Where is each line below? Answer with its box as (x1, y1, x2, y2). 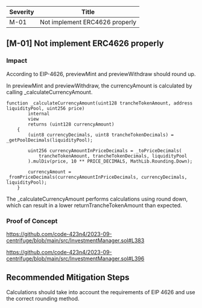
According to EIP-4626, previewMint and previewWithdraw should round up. (6, 70, 196, 77)
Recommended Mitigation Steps (6, 272, 130, 283)
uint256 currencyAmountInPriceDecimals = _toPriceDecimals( (28, 147, 182, 153)
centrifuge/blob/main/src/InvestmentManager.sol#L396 (6, 255, 145, 262)
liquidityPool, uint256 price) (6, 105, 85, 111)
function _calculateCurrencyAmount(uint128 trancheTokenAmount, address (6, 100, 193, 106)
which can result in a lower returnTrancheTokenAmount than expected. (6, 202, 182, 209)
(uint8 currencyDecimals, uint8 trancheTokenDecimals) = (28, 132, 174, 138)
